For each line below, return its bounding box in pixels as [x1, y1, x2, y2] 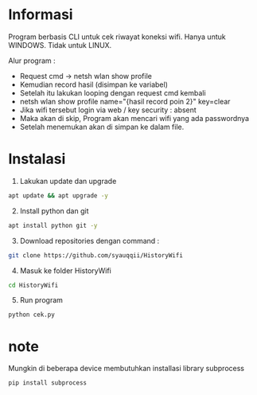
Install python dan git [19, 205, 89, 216]
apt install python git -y [8, 221, 98, 229]
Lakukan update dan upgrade [19, 176, 117, 186]
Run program [19, 295, 64, 305]
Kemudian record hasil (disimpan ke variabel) [19, 80, 169, 89]
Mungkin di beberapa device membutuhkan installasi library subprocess [8, 364, 245, 373]
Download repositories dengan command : [19, 236, 160, 245]
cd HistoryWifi [8, 281, 59, 289]
